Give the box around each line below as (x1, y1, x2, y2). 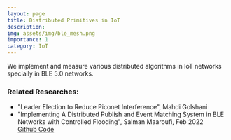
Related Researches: (7, 87, 79, 97)
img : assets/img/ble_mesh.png (7, 29, 96, 37)
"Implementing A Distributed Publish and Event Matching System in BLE (17, 110, 225, 119)
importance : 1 (7, 36, 49, 43)
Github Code (17, 125, 55, 134)
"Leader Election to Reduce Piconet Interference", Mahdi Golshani (17, 103, 208, 111)
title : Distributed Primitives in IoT (7, 17, 120, 24)
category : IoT (7, 43, 49, 50)
